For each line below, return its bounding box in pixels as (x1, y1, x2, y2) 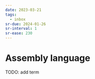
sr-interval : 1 (5, 26, 37, 31)
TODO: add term (5, 69, 39, 75)
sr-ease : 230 (5, 31, 33, 36)
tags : (5, 12, 17, 17)
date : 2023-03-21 (5, 7, 42, 13)
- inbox (10, 17, 26, 22)
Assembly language (5, 52, 90, 64)
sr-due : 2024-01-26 (5, 21, 46, 27)
